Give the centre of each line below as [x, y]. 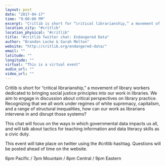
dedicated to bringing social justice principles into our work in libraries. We [81, 93]
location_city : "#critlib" [33, 28]
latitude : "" [19, 55]
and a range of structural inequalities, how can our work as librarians [75, 108]
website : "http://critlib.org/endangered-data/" [56, 46]
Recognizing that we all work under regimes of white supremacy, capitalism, [83, 103]
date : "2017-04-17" [25, 14]
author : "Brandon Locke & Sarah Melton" [47, 42]
